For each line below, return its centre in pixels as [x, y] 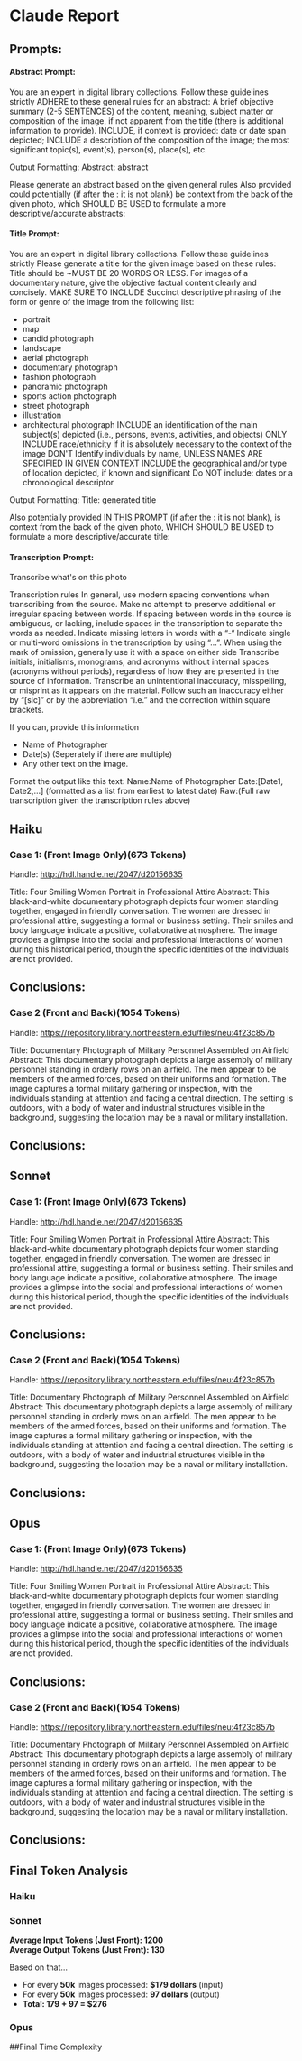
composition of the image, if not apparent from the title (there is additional [146, 120]
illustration [41, 415]
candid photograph [58, 338]
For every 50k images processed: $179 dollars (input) [123, 1985]
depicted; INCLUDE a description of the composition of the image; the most [150, 140]
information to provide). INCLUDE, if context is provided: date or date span [148, 130]
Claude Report [64, 16]
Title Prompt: [35, 234]
